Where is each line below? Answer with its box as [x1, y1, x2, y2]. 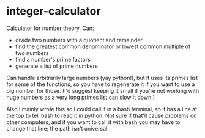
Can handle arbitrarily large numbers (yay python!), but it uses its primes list [6, 74, 198, 81]
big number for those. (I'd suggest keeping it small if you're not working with [6, 87, 199, 94]
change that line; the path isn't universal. [6, 125, 109, 132]
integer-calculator [6, 4, 101, 18]
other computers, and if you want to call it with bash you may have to [6, 118, 181, 126]
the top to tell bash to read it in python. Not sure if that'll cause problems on [6, 112, 197, 119]
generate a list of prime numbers [15, 62, 98, 70]
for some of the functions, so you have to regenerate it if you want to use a [6, 81, 195, 88]
